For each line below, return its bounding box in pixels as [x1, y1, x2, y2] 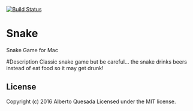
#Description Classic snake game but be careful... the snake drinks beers [6, 58, 188, 65]
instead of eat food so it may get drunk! [6, 64, 104, 71]
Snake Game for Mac [6, 46, 59, 53]
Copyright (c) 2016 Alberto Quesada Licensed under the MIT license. [6, 98, 176, 105]
